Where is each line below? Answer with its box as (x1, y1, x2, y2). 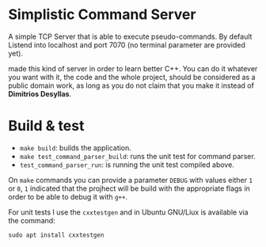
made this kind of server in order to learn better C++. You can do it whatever (8, 63, 258, 73)
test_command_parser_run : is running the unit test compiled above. (19, 160, 235, 169)
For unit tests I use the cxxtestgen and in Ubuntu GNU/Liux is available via (8, 207, 249, 217)
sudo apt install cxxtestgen (8, 231, 104, 239)
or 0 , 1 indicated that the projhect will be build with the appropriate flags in (8, 184, 251, 193)
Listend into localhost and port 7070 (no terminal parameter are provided (8, 40, 245, 49)
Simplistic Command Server (8, 6, 196, 24)
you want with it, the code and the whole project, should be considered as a (8, 72, 256, 82)
